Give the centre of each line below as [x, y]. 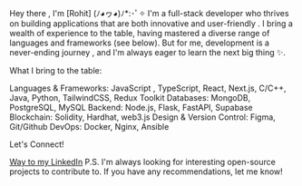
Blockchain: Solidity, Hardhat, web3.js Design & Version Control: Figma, [143, 117]
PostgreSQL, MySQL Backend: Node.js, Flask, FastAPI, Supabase [132, 108]
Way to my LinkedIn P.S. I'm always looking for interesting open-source [143, 162]
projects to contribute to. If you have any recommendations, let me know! [146, 171]
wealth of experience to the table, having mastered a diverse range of [140, 33]
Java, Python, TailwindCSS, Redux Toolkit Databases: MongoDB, [130, 98]
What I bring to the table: [56, 70]
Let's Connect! [37, 144]
